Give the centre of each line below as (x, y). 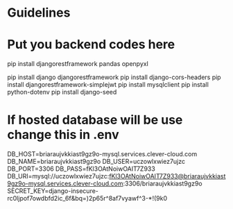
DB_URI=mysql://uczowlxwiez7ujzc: (58, 176)
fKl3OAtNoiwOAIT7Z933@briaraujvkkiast (167, 176)
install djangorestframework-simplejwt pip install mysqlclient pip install (108, 85)
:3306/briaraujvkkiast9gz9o (163, 184)
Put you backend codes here (91, 45)
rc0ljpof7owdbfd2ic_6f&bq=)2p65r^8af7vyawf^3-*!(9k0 (87, 199)
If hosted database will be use (95, 120)
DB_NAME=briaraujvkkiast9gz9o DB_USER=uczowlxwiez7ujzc (96, 162)
